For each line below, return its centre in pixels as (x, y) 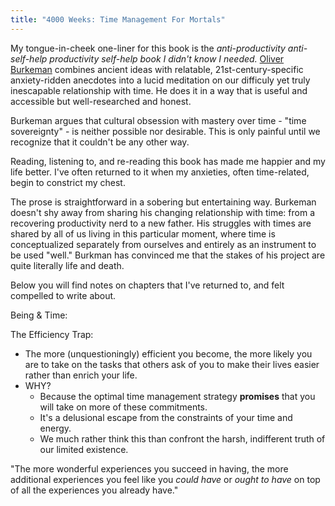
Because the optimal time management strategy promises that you (177, 396)
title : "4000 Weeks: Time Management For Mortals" (118, 19)
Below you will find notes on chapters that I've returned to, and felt (147, 285)
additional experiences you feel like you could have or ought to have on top (165, 479)
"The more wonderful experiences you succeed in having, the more (149, 468)
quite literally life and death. (67, 265)
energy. (55, 428)
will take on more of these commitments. (123, 407)
